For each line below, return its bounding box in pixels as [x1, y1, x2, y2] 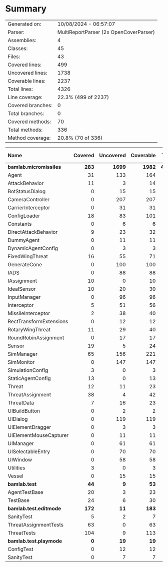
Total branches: [7, 110, 44, 117]
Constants [7, 220, 32, 227]
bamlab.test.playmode [7, 537, 62, 544]
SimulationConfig [7, 366, 48, 373]
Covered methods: [7, 118, 51, 125]
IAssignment [7, 277, 37, 284]
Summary [5, 3, 46, 15]
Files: [7, 53, 20, 60]
